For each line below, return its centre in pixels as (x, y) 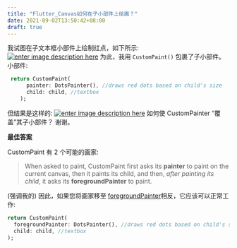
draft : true (25, 27)
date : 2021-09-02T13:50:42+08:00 (56, 20)
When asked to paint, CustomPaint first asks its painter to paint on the (127, 166)
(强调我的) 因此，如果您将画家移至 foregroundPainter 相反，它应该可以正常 (115, 196)
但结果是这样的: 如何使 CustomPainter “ (111, 113)
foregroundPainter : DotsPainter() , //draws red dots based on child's (120, 224)
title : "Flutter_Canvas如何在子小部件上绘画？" (73, 14)
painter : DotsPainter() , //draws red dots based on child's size (124, 85)
